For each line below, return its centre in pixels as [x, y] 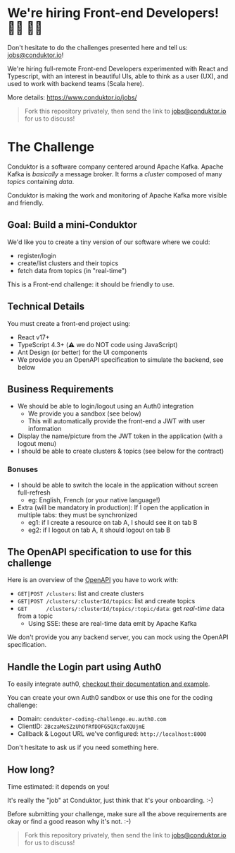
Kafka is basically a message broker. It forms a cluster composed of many [115, 174]
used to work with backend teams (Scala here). [76, 83]
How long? [31, 769]
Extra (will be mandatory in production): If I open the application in [113, 507]
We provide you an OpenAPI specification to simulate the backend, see [120, 359]
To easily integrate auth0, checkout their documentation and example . [109, 684]
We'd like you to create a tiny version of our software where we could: [109, 242]
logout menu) [37, 444]
